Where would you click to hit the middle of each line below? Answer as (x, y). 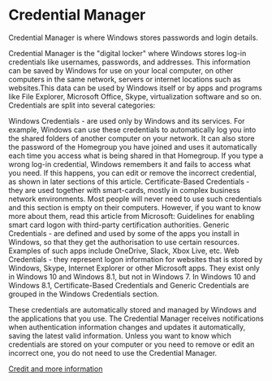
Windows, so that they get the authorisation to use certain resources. (124, 242)
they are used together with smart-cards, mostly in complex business (125, 190)
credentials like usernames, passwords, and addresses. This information (130, 62)
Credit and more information (56, 369)
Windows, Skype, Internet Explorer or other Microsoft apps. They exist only (134, 268)
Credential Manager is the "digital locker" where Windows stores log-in (127, 53)
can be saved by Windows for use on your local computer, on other (121, 70)
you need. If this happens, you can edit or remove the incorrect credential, (133, 173)
